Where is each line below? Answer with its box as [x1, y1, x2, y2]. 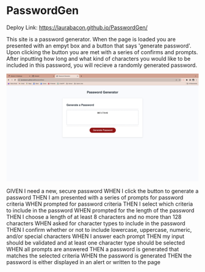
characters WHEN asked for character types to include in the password [6, 220, 185, 227]
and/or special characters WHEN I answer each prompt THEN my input [6, 232, 185, 240]
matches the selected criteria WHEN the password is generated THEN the [6, 252, 192, 259]
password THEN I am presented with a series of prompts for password [6, 194, 184, 201]
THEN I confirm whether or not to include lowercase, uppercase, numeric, [6, 226, 192, 234]
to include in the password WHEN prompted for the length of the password [6, 207, 195, 214]
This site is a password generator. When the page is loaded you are [6, 35, 176, 43]
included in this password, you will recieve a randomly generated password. [6, 61, 197, 69]
